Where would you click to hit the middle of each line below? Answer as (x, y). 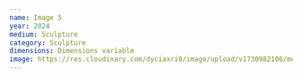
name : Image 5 (36, 17)
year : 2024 (30, 26)
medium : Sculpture (44, 34)
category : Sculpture (48, 43)
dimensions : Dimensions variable (72, 51)
